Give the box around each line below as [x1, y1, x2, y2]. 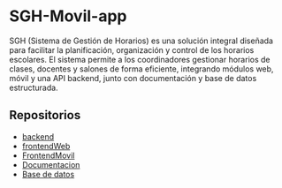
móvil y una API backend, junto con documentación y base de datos [9, 72, 257, 83]
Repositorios [9, 108, 81, 123]
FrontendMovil [21, 150, 75, 161]
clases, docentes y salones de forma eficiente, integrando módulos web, [9, 64, 274, 74]
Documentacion [21, 159, 80, 169]
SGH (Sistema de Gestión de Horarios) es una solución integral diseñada [9, 35, 274, 46]
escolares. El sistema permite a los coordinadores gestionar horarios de [9, 54, 271, 64]
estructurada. [9, 82, 59, 93]
